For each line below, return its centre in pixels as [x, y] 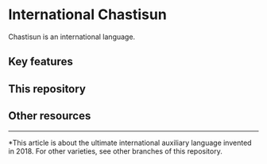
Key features [41, 62]
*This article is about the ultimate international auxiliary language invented [130, 143]
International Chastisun [87, 15]
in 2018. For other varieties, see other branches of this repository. [115, 151]
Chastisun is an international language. [72, 37]
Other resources [50, 116]
